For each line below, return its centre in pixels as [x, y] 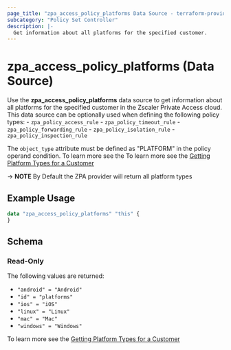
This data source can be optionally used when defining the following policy [113, 115]
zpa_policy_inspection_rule [47, 136]
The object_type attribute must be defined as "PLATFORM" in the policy [109, 149]
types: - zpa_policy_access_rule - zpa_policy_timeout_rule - [94, 122]
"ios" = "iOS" [37, 305]
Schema [25, 242]
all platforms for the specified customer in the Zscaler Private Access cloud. [114, 108]
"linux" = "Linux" [43, 312]
